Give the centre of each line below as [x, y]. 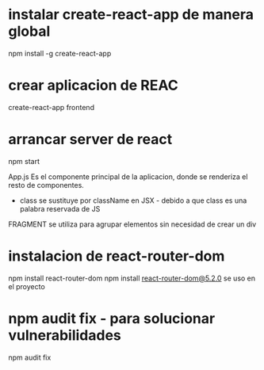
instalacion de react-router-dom [117, 256]
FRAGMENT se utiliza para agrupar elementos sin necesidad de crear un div [132, 224]
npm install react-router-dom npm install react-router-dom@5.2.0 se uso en [132, 278]
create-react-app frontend [52, 107]
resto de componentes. [46, 185]
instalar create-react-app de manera [131, 15]
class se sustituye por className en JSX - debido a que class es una [133, 200]
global [29, 31]
